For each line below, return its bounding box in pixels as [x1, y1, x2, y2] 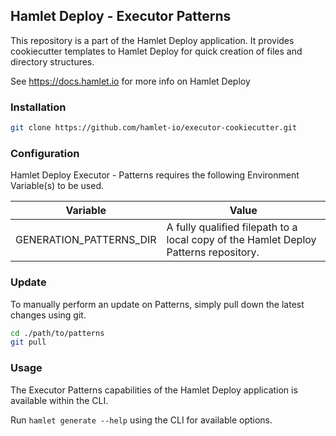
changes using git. [10, 309, 87, 321]
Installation [10, 100, 67, 114]
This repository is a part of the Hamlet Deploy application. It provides [10, 34, 295, 46]
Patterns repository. [166, 245, 260, 259]
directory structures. [10, 55, 95, 68]
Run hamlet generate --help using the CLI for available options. [10, 414, 273, 426]
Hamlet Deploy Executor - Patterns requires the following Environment [10, 169, 300, 181]
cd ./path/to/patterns [10, 328, 105, 338]
